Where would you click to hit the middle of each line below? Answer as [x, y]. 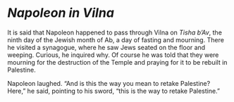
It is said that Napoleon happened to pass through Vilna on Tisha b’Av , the [115, 32]
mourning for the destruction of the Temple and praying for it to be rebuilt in [117, 62]
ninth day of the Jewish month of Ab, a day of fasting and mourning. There [116, 39]
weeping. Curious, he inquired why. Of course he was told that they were [113, 55]
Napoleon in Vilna [61, 13]
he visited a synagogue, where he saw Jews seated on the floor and [106, 47]
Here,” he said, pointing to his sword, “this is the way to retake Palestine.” [114, 91]
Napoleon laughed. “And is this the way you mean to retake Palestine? [109, 83]
